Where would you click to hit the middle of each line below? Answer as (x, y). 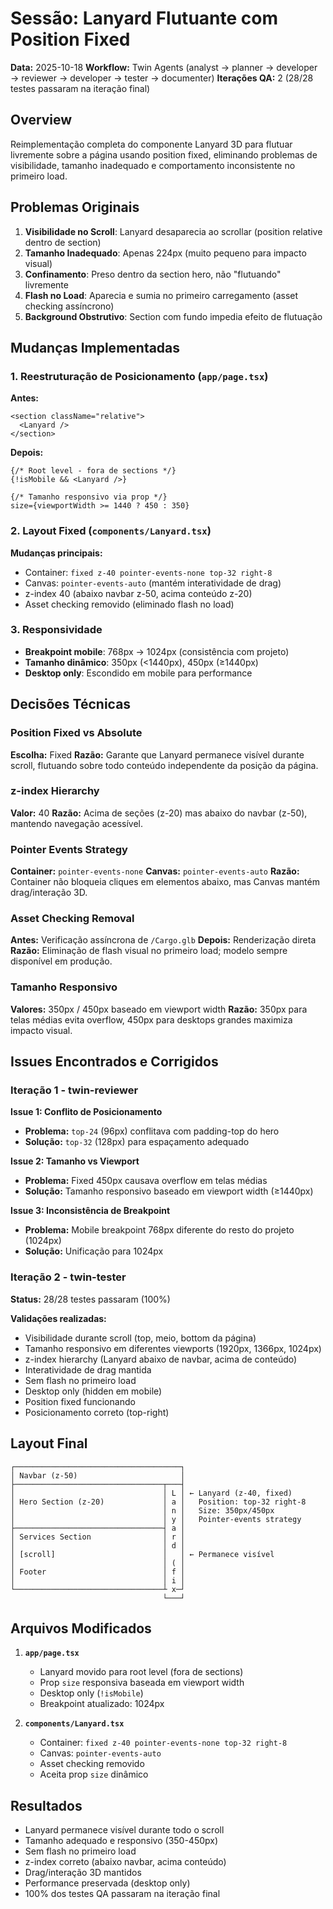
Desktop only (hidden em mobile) (93, 1391)
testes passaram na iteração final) (80, 88)
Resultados (46, 1805)
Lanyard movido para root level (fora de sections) (141, 1672)
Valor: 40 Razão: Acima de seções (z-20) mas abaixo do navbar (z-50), (159, 813)
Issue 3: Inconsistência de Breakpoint (90, 1211)
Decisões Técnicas (71, 704)
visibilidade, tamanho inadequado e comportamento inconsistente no (153, 165)
